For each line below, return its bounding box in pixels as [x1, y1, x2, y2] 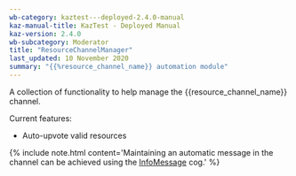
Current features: [9, 112, 73, 124]
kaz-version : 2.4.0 [9, 29, 82, 38]
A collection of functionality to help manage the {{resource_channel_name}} [9, 86, 287, 97]
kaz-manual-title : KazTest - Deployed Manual [9, 21, 180, 30]
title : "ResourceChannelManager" [9, 46, 133, 55]
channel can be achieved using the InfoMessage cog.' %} [9, 157, 220, 167]
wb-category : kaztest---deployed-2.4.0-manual [9, 12, 185, 22]
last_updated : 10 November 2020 [9, 54, 129, 63]
